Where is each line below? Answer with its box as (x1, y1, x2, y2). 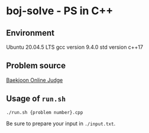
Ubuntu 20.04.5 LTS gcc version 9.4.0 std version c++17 (6, 43, 144, 50)
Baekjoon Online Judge (6, 76, 63, 84)
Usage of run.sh (6, 94, 66, 104)
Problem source (6, 61, 66, 71)
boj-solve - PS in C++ (6, 4, 114, 18)
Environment (6, 28, 55, 38)
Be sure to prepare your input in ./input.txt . (6, 120, 116, 127)
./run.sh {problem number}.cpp (6, 109, 83, 115)
